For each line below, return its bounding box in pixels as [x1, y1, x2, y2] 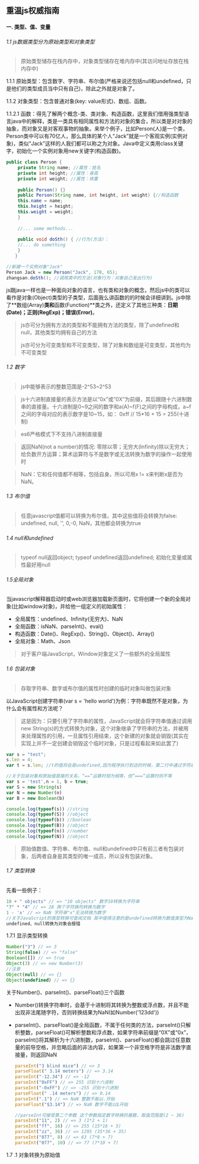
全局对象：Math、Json [14, 638, 71, 645]
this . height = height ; [17, 204, 74, 210]
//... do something [17, 242, 66, 248]
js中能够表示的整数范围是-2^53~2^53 [20, 382, 111, 390]
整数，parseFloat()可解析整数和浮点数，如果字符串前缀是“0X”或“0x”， [20, 1029, 191, 1036]
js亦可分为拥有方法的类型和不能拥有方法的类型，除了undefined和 [20, 321, 179, 328]
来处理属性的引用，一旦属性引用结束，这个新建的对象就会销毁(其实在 [20, 732, 189, 739]
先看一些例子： [6, 887, 43, 894]
